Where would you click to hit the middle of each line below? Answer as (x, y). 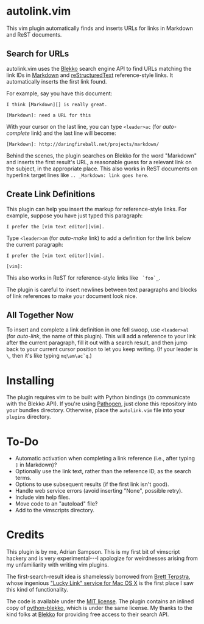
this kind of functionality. (37, 590)
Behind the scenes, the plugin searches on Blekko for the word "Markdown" (101, 155)
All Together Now (40, 315)
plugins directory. (29, 417)
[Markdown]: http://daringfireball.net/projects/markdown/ (83, 144)
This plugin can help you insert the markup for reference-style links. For (97, 209)
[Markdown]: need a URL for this (49, 115)
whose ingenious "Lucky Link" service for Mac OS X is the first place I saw (100, 583)
